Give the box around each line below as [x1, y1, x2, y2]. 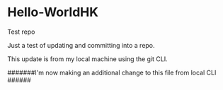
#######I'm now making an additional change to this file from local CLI [7, 68, 217, 77]
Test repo [7, 27, 35, 36]
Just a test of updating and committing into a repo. [7, 41, 155, 49]
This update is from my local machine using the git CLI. [7, 54, 168, 63]
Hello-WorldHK [7, 4, 99, 20]
